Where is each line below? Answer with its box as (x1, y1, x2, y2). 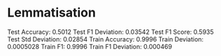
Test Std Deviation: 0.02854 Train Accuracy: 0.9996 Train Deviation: (7, 35, 204, 43)
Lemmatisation (7, 5, 97, 21)
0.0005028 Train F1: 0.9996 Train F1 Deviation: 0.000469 (7, 42, 173, 50)
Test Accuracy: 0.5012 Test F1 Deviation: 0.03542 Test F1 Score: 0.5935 (7, 28, 215, 36)
